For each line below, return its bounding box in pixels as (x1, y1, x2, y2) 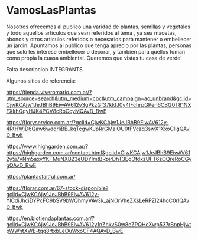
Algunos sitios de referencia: (6, 77, 76, 84)
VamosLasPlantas (6, 4, 96, 17)
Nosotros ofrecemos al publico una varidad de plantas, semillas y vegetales (6, 23, 191, 30)
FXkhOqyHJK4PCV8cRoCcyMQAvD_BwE (6, 107, 107, 114)
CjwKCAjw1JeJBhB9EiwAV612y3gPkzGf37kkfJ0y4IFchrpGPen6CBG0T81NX (6, 101, 191, 108)
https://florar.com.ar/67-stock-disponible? (6, 184, 109, 192)
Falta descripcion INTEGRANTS (6, 65, 83, 73)
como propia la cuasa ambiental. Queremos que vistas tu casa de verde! (6, 54, 182, 61)
